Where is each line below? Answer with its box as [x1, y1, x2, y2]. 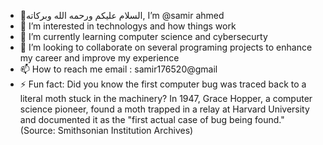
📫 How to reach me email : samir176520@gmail [19, 63, 218, 75]
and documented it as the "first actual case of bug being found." [19, 114, 285, 125]
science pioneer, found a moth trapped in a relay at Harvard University [19, 103, 310, 115]
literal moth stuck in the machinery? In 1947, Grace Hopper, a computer [19, 93, 313, 104]
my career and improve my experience [19, 52, 180, 64]
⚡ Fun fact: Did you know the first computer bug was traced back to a [19, 78, 307, 90]
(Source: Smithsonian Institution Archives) [19, 125, 194, 136]
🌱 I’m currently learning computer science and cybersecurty [19, 31, 268, 42]
